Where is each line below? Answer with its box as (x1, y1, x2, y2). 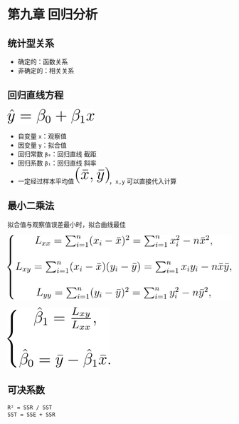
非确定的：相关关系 (17, 66, 75, 75)
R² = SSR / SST (7, 404, 53, 411)
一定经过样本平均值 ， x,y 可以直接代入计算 (17, 176, 177, 186)
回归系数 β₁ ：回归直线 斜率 (17, 158, 97, 167)
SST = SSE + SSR (7, 411, 55, 418)
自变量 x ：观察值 (17, 131, 67, 140)
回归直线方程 (7, 89, 64, 101)
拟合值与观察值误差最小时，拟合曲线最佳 (7, 220, 126, 228)
